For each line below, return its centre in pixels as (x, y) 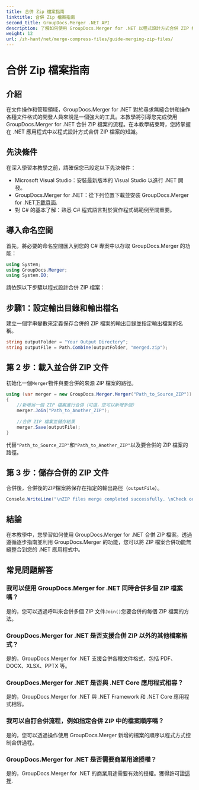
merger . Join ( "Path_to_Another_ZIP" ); (63, 411)
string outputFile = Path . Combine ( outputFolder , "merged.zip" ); (87, 348)
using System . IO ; (28, 275)
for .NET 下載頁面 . (36, 202)
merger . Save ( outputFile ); (49, 427)
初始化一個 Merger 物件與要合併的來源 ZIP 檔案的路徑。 (72, 383)
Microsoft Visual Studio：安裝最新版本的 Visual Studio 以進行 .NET (96, 180)
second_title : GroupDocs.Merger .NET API (58, 23)
